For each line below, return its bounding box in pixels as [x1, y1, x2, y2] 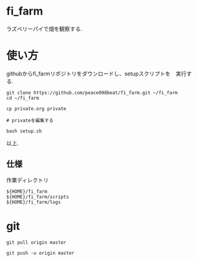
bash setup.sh [6, 128, 43, 134]
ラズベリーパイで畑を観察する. [6, 25, 83, 32]
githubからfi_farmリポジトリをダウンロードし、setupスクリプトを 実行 [6, 70, 187, 77]
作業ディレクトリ [6, 176, 49, 184]
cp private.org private [6, 105, 67, 112]
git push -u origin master [6, 250, 75, 256]
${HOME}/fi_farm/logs [6, 199, 61, 205]
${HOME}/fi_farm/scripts [6, 193, 69, 200]
